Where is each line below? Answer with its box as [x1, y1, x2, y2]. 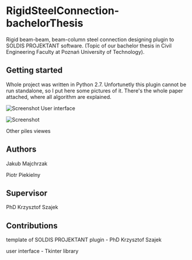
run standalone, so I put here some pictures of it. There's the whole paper [6, 87, 184, 94]
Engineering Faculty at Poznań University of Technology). [6, 48, 145, 55]
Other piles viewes [6, 127, 51, 134]
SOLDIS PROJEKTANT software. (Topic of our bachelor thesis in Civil [6, 42, 172, 49]
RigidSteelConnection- [6, 4, 120, 18]
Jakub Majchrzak [6, 160, 48, 167]
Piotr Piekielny [6, 171, 41, 178]
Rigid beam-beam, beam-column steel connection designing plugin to [6, 36, 174, 43]
